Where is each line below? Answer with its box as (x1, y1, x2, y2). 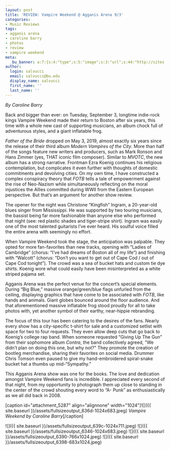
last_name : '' (10, 87, 40, 93)
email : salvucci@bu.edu (10, 74, 60, 79)
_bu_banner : (10, 59, 36, 65)
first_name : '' (10, 83, 42, 88)
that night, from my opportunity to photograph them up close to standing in (5, 381, 162, 387)
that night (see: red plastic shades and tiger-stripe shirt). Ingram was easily (5, 218, 162, 224)
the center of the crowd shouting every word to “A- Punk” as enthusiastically (5, 387, 165, 393)
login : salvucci (10, 69, 44, 74)
